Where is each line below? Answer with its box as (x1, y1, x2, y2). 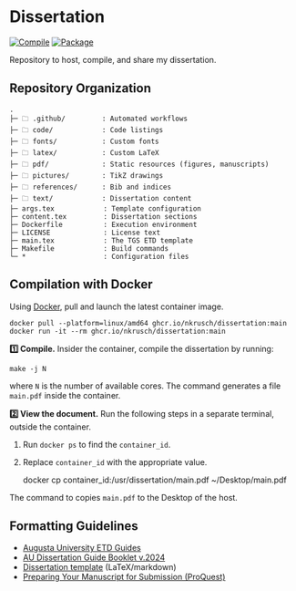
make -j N (9, 364, 47, 373)
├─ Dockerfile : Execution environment (9, 220, 198, 229)
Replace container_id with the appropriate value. (22, 456, 208, 467)
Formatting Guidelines (9, 518, 138, 534)
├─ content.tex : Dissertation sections (9, 212, 198, 221)
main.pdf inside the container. (9, 389, 121, 400)
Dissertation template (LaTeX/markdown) (22, 562, 177, 573)
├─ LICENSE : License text (9, 228, 161, 237)
